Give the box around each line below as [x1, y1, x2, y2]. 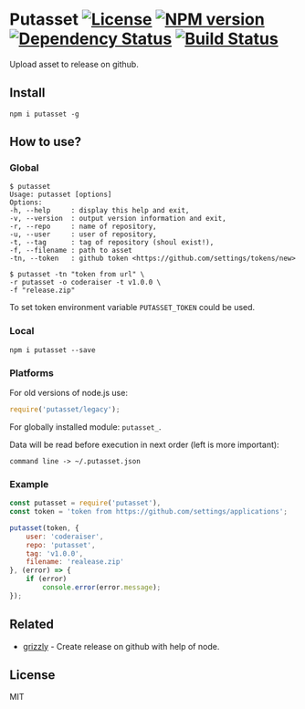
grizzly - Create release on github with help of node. [22, 641, 220, 652]
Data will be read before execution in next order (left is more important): [9, 439, 280, 450]
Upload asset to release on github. [9, 58, 139, 69]
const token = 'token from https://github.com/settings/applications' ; [9, 507, 288, 516]
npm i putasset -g [9, 109, 79, 119]
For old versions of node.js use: [9, 388, 128, 399]
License [9, 667, 56, 683]
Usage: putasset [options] [9, 190, 112, 200]
